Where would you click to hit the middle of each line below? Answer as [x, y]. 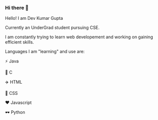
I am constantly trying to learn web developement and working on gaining [79, 37]
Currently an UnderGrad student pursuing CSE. [52, 28]
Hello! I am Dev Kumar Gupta [34, 18]
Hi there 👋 [17, 8]
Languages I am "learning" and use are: [45, 52]
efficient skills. [20, 42]
